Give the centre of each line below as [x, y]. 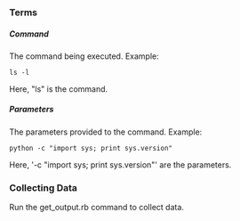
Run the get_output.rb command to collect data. [97, 208]
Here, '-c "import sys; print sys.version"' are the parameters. [120, 164]
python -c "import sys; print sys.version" [91, 148]
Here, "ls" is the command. [59, 89]
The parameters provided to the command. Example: [106, 132]
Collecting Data [44, 187]
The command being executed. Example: [84, 56]
